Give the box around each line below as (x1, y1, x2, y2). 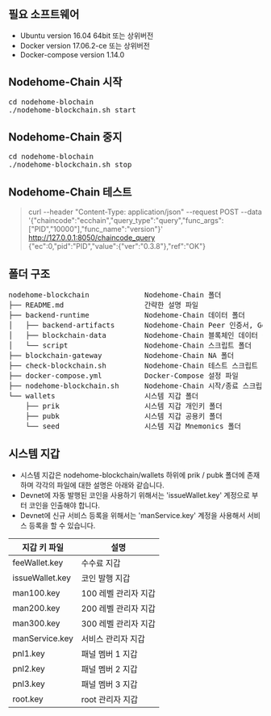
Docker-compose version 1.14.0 (19, 49, 125, 59)
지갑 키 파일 (22, 541, 65, 553)
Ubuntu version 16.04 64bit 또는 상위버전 (19, 31, 154, 40)
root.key (12, 693, 44, 705)
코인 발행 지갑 (81, 572, 131, 583)
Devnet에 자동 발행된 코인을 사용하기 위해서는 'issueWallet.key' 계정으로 (19, 490, 250, 499)
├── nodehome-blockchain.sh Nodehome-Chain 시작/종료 (8, 381, 240, 390)
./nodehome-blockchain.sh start (8, 105, 136, 115)
